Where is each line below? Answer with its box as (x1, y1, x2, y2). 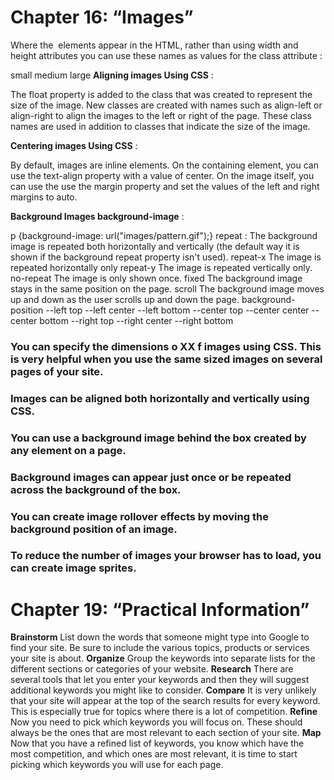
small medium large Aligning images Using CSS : (10, 69, 214, 81)
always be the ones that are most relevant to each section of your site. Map (10, 727, 322, 739)
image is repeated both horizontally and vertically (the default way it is (10, 240, 300, 252)
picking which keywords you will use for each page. (10, 759, 224, 771)
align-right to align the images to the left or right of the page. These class (10, 109, 312, 121)
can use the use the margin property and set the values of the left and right (10, 180, 320, 192)
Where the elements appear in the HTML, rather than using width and (10, 39, 299, 51)
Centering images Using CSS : (10, 139, 138, 151)
